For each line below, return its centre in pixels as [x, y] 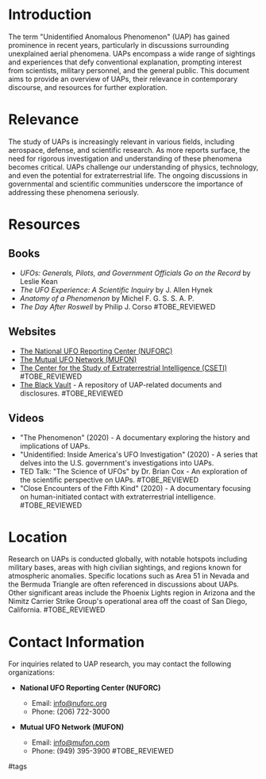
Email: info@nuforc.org [69, 703]
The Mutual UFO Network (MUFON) [78, 359]
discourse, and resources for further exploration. [88, 87]
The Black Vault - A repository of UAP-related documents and [121, 384]
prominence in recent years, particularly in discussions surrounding [119, 45]
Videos [26, 418]
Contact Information [77, 642]
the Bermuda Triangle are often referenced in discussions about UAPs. [124, 584]
